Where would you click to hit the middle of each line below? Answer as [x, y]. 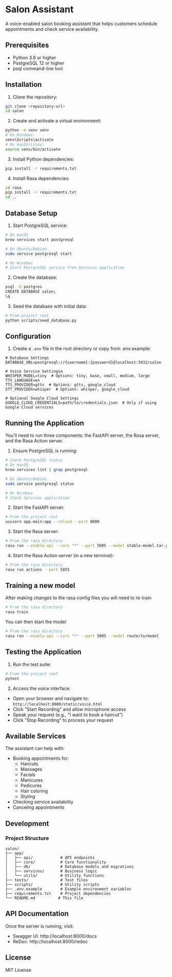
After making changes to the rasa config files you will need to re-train [79, 598]
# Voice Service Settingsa [34, 372]
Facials [28, 775]
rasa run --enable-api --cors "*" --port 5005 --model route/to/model [82, 636]
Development [27, 823]
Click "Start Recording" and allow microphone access [69, 709]
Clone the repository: [35, 97]
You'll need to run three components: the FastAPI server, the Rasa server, [83, 435]
